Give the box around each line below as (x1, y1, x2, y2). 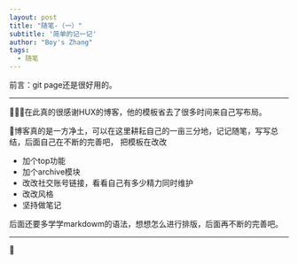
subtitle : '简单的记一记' (9, 29, 98, 38)
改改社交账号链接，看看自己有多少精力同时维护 (21, 178, 193, 188)
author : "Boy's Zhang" (9, 37, 93, 47)
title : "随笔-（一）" (9, 21, 82, 30)
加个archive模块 (21, 167, 82, 177)
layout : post (9, 12, 58, 22)
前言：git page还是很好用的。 (9, 80, 117, 89)
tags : (9, 46, 29, 55)
